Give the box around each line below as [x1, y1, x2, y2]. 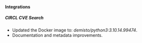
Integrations [5, 4, 31, 10]
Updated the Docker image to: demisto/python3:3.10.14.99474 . [12, 27, 138, 33]
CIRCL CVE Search [5, 15, 44, 21]
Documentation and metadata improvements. [12, 32, 103, 38]
